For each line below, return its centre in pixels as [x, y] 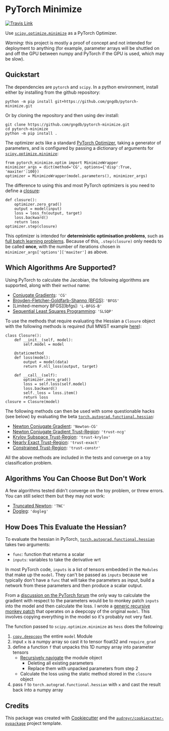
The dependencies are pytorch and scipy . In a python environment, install [82, 87]
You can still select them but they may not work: [55, 496]
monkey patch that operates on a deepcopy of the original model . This [78, 611]
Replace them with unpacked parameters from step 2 [83, 668]
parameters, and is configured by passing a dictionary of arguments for [79, 148]
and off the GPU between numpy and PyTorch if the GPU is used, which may [85, 53]
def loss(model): [33, 357]
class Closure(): [23, 335]
